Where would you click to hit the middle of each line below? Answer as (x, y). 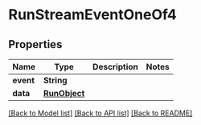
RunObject (64, 93)
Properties (35, 44)
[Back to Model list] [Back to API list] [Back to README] (100, 113)
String (55, 80)
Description (115, 67)
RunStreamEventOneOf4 (92, 15)
